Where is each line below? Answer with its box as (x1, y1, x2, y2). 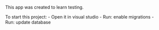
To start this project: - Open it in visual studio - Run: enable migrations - (5, 14, 154, 19)
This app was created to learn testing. (5, 4, 84, 10)
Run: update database (5, 19, 51, 25)
